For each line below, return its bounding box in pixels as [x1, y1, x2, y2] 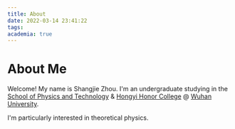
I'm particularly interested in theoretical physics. [7, 113, 149, 122]
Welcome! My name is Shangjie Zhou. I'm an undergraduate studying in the [7, 85, 228, 93]
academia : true [7, 30, 53, 38]
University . [7, 100, 39, 108]
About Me [7, 61, 67, 77]
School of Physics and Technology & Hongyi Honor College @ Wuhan [7, 92, 212, 100]
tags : [7, 24, 23, 31]
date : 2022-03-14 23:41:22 [7, 17, 88, 24]
